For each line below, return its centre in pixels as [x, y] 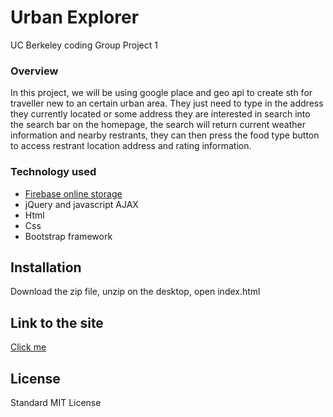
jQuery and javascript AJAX [81, 204]
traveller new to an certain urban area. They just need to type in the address [167, 103]
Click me [28, 347]
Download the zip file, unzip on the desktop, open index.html [135, 292]
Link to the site [57, 322]
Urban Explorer [75, 17]
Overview [34, 71]
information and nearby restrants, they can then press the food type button [165, 135]
